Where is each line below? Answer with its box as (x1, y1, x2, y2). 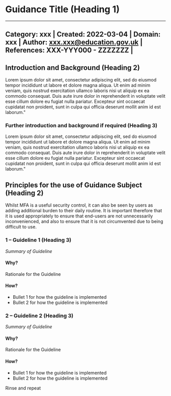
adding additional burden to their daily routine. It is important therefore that (5, 208, 162, 214)
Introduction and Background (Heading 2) (5, 63, 140, 72)
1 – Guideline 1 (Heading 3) (5, 237, 72, 244)
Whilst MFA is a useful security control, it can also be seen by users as (5, 202, 153, 208)
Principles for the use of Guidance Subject (5, 181, 142, 189)
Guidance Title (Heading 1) (5, 4, 120, 15)
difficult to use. (5, 224, 37, 230)
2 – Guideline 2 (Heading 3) (5, 312, 74, 319)
